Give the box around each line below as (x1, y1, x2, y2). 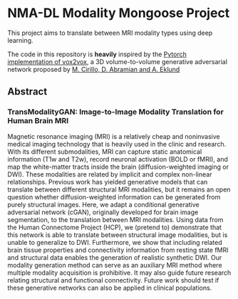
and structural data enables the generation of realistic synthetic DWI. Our (7, 253, 222, 261)
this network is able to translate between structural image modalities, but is (7, 230, 228, 239)
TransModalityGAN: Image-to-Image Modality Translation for (7, 107, 224, 117)
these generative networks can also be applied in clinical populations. (7, 283, 212, 292)
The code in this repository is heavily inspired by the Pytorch (7, 50, 187, 58)
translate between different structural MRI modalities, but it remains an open (7, 185, 231, 194)
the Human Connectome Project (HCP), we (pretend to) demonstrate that (7, 223, 222, 231)
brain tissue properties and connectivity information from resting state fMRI (7, 246, 229, 254)
